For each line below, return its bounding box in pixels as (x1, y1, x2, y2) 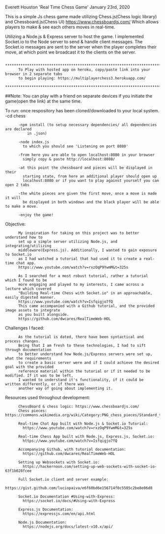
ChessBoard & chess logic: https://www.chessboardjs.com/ (18, 404, 139, 409)
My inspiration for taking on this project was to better (18, 230, 139, 235)
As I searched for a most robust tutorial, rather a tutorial (18, 274, 148, 279)
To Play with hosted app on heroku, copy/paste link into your (18, 67, 151, 72)
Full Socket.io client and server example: (18, 477, 109, 482)
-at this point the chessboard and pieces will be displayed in (18, 165, 153, 170)
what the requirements (5, 356, 52, 361)
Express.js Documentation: (18, 507, 74, 512)
